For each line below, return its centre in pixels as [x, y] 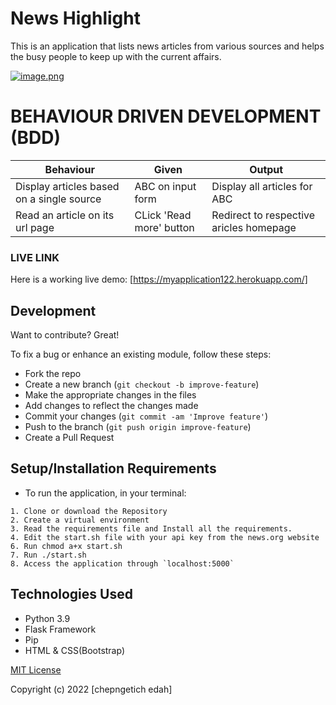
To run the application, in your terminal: [105, 493]
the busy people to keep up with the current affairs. [116, 56]
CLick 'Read [163, 215]
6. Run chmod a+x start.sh [66, 546]
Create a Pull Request [69, 437]
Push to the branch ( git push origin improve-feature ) [138, 426]
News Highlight [75, 18]
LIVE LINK [35, 257]
